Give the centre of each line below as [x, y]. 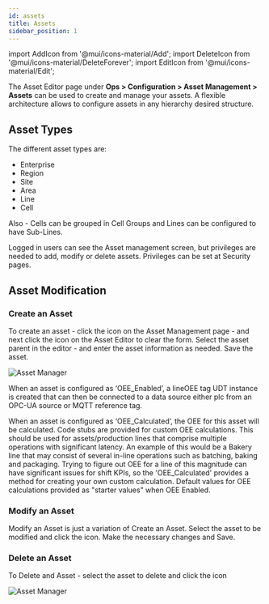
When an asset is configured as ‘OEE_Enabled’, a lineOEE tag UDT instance [133, 388]
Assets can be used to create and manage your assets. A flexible [117, 96]
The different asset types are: [58, 149]
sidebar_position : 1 [43, 31]
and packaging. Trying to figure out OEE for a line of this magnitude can [128, 464]
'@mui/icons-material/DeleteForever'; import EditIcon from [106, 62]
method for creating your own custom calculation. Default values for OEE [130, 481]
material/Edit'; [32, 71]
